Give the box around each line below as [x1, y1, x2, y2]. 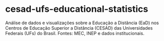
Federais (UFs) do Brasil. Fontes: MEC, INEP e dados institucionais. [5, 30, 145, 36]
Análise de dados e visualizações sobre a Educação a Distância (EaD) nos [5, 20, 159, 26]
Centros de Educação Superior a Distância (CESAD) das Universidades [5, 25, 153, 31]
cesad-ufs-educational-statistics [5, 3, 148, 15]
